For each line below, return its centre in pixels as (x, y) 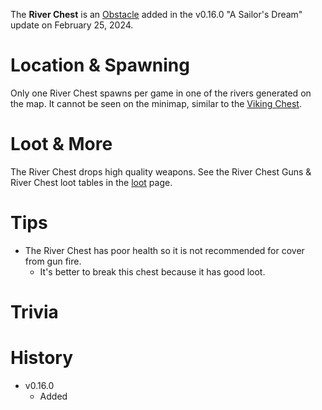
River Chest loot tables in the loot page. (91, 182)
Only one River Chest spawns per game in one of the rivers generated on (161, 93)
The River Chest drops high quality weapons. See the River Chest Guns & (161, 171)
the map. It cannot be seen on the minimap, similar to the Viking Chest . (156, 103)
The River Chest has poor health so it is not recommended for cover (164, 250)
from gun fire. (53, 261)
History (42, 358)
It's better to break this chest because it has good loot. (152, 271)
